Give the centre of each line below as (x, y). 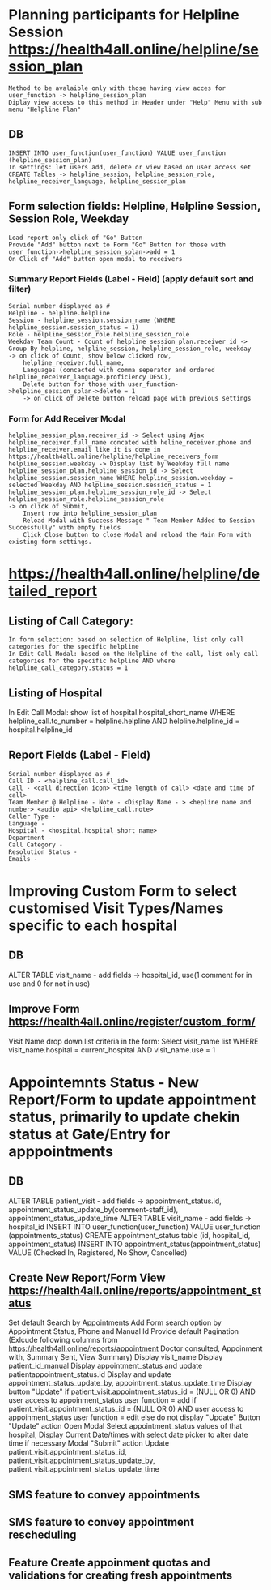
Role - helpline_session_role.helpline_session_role (99, 334)
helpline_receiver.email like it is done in (85, 450)
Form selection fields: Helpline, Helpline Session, (135, 206)
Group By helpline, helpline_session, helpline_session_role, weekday (130, 349)
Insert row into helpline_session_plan (90, 514)
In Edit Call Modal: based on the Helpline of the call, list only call (133, 654)
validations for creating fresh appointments (121, 1575)
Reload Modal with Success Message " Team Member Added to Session (139, 521)
